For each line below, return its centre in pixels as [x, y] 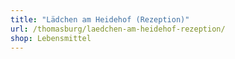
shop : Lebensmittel [51, 38]
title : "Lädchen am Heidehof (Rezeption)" [100, 19]
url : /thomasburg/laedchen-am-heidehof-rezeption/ [118, 29]
